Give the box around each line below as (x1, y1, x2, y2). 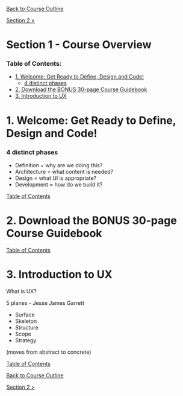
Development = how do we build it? (14, 180, 103, 188)
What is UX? (6, 287, 37, 295)
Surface (14, 311, 35, 318)
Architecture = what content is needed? (14, 168, 113, 175)
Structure (14, 324, 39, 331)
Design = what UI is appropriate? (14, 174, 97, 182)
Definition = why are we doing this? (14, 161, 103, 168)
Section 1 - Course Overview (6, 38, 152, 52)
